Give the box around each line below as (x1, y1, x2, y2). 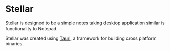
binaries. (5, 40, 24, 46)
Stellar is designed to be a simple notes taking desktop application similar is (5, 20, 165, 26)
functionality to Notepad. (5, 25, 58, 31)
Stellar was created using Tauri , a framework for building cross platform (5, 35, 157, 41)
